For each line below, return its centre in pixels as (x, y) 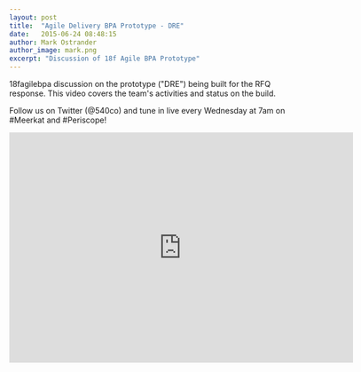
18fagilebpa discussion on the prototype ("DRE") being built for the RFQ (140, 84)
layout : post (33, 17)
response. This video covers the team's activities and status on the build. (143, 93)
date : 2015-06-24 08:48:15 (63, 34)
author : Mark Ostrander (53, 42)
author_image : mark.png (53, 51)
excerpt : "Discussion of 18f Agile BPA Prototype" (105, 59)
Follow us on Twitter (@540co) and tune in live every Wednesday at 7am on (147, 111)
